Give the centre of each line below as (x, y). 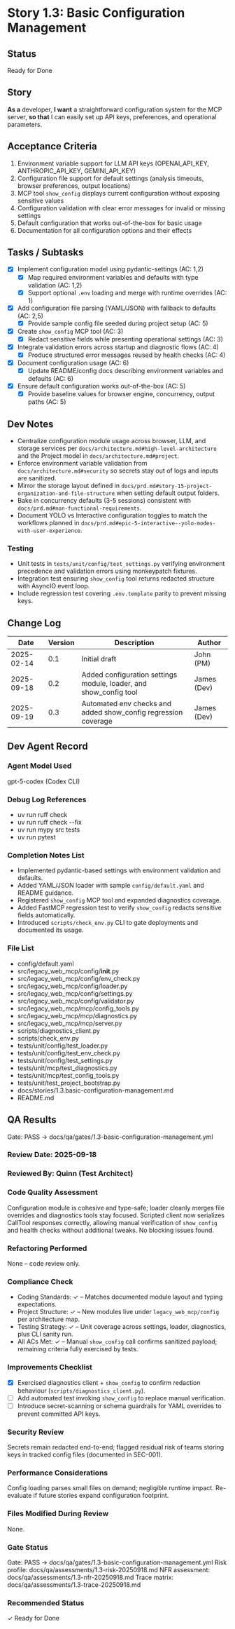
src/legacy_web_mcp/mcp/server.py (70, 1023)
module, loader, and (114, 684)
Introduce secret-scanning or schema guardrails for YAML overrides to (119, 1406)
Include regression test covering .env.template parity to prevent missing (122, 593)
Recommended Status (46, 1602)
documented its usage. (50, 930)
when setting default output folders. (168, 493)
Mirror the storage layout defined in (69, 486)
